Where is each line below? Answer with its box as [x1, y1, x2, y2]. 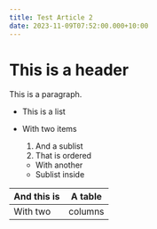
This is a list [21, 106, 67, 117]
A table [70, 191, 102, 203]
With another [35, 159, 83, 170]
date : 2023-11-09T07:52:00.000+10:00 [9, 21, 149, 30]
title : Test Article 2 [9, 12, 93, 22]
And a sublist [35, 141, 83, 151]
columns [68, 206, 105, 218]
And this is [13, 191, 60, 203]
